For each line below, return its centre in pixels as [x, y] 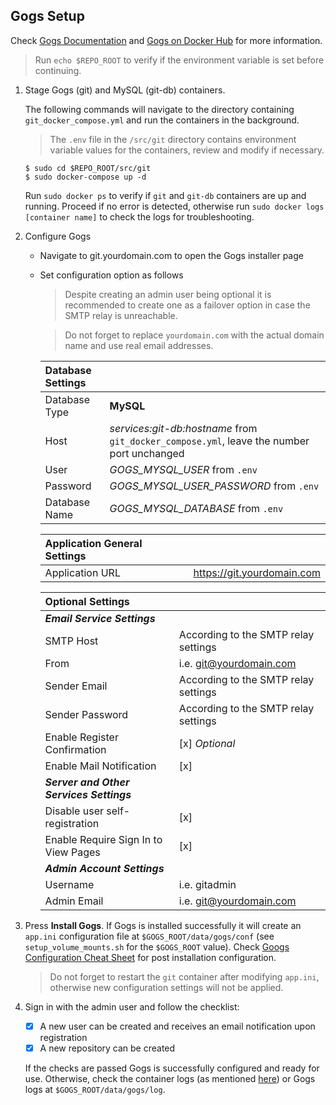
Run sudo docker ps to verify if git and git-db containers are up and [165, 195]
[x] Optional [207, 743]
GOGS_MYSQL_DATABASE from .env [196, 508]
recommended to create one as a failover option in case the [187, 305]
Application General [93, 543]
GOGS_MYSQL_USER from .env [183, 469]
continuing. [58, 70]
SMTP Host [71, 641]
